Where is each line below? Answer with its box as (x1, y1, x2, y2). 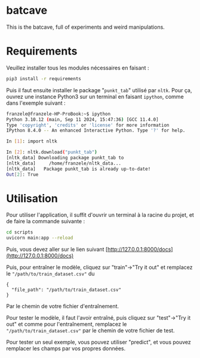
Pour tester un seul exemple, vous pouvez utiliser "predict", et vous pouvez (6, 339, 191, 346)
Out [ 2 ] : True (6, 171, 39, 177)
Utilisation (6, 192, 58, 205)
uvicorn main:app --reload (6, 235, 73, 241)
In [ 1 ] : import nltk (6, 138, 58, 144)
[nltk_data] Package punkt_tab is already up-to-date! (6, 166, 151, 172)
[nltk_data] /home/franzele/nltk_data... (6, 160, 121, 166)
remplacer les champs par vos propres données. (6, 345, 126, 352)
